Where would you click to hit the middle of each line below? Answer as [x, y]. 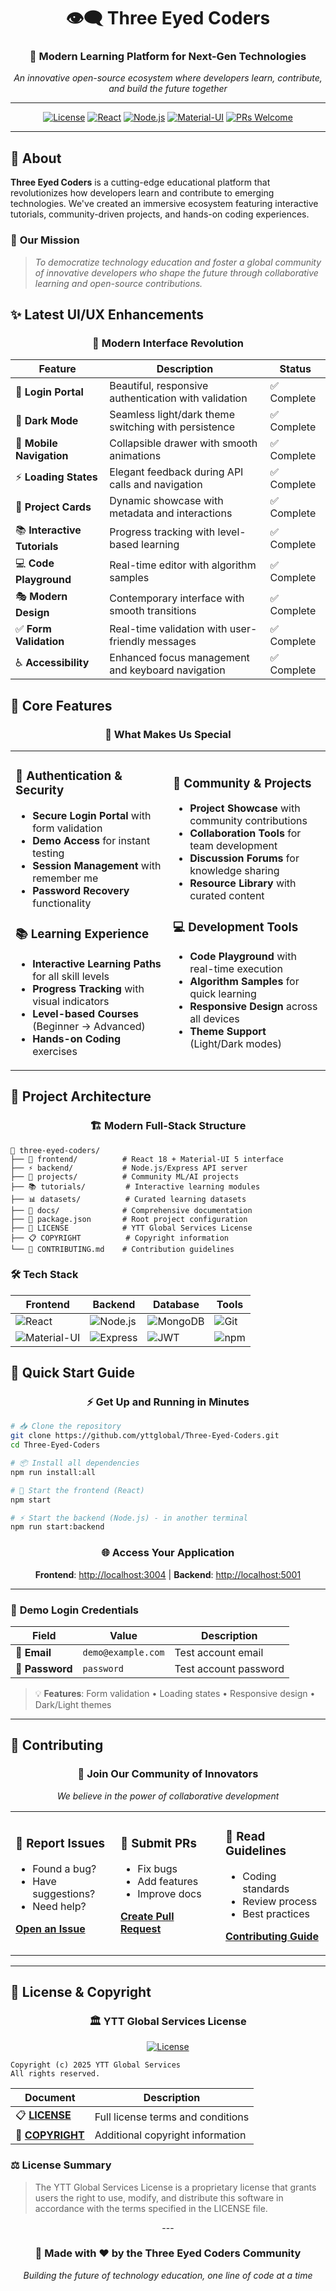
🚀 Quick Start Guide [72, 1373]
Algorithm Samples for [244, 982]
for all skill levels [71, 976]
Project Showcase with [245, 808]
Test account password [229, 1668]
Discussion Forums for [244, 858]
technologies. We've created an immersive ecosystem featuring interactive [164, 204]
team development [233, 846]
